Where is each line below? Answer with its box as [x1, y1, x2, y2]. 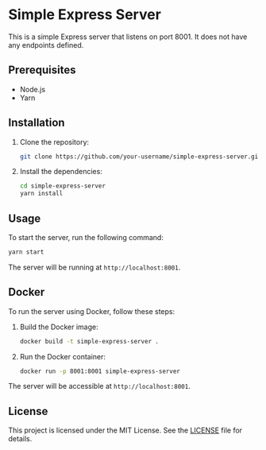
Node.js [19, 84, 46, 94]
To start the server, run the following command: [8, 233, 164, 242]
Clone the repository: [19, 137, 90, 146]
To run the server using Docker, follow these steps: [8, 306, 175, 316]
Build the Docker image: [19, 322, 99, 332]
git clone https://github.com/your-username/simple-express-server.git [19, 153, 262, 161]
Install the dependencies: [19, 167, 103, 177]
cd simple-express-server [19, 182, 106, 190]
